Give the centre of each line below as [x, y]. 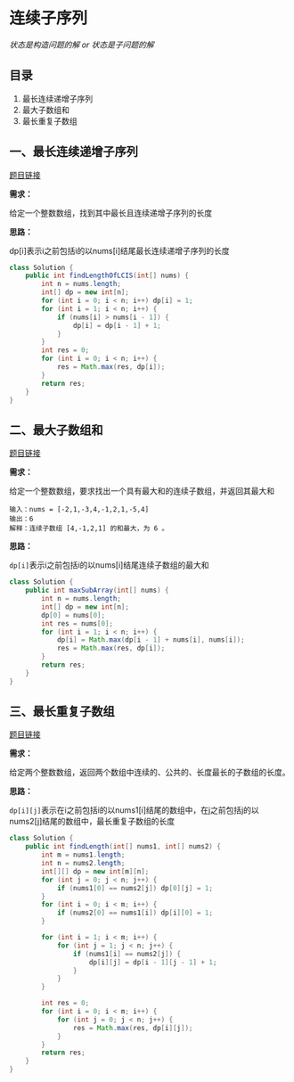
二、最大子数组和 [56, 430]
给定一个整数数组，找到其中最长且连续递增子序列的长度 [110, 213]
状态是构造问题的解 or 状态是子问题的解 [82, 45]
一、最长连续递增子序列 [73, 152]
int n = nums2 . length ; [83, 864]
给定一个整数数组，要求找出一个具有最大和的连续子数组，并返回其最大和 [142, 491]
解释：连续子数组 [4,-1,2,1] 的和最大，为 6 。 [89, 529]
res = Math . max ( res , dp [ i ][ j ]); [133, 1028]
